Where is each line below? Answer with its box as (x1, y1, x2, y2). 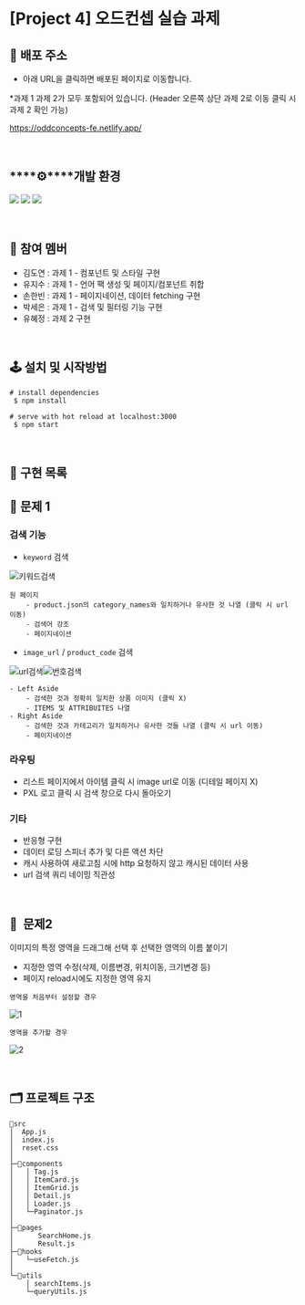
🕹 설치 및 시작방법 (9, 360, 107, 375)
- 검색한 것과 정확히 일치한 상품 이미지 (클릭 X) (25, 694, 188, 703)
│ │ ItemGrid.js (9, 1183, 79, 1192)
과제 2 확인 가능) (9, 104, 68, 115)
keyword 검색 (22, 551, 69, 562)
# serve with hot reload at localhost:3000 (9, 412, 178, 422)
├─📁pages (9, 1223, 43, 1232)
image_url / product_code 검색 (22, 646, 134, 657)
